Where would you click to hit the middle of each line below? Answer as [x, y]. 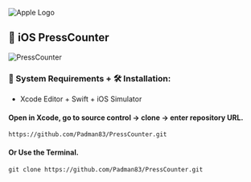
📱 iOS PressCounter [59, 37]
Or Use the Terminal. [43, 152]
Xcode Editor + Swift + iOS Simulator [81, 99]
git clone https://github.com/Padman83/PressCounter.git [106, 169]
